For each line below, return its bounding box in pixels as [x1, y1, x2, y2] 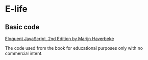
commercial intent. [5, 50, 43, 56]
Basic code [5, 23, 40, 31]
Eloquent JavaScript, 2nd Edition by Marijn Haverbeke [5, 36, 114, 41]
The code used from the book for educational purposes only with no [5, 45, 143, 51]
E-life [5, 3, 28, 15]
